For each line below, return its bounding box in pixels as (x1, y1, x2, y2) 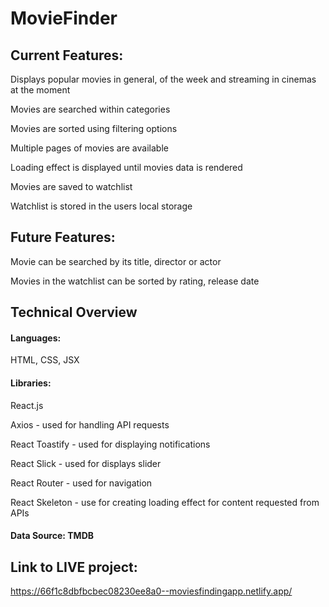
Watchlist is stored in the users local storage (10, 200, 193, 212)
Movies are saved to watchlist (10, 181, 133, 192)
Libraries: (10, 377, 52, 389)
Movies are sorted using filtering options (10, 123, 178, 134)
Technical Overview (10, 304, 138, 321)
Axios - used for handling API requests (10, 418, 170, 431)
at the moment (10, 84, 71, 96)
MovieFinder (10, 7, 118, 30)
